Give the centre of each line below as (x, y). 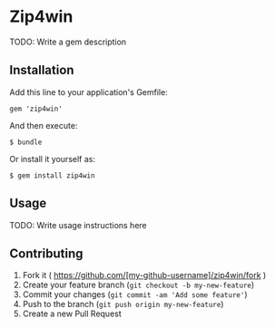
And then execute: (44, 125)
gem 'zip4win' (36, 109)
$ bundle (26, 142)
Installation (42, 70)
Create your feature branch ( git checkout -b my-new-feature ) (138, 285)
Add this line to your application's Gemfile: (88, 92)
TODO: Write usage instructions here (78, 225)
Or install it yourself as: (52, 159)
